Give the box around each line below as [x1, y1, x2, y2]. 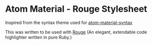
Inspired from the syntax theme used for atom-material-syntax [5, 20, 133, 25]
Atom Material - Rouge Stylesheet [5, 3, 148, 15]
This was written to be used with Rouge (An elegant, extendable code [5, 29, 148, 35]
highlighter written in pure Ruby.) [5, 34, 72, 40]
